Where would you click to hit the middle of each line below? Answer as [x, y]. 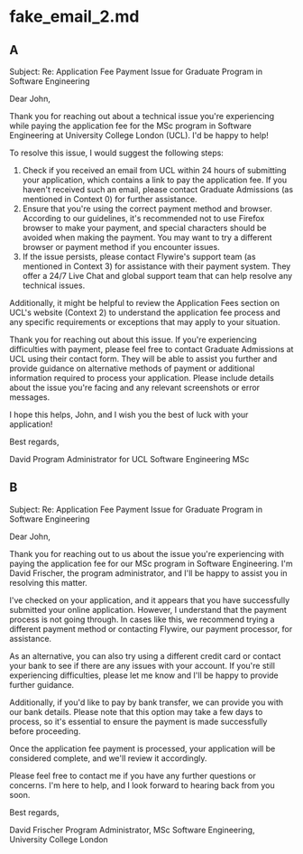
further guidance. [42, 684]
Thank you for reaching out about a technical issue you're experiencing [142, 116]
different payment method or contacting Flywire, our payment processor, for [151, 628]
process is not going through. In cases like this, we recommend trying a [142, 619]
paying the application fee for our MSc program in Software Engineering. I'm [151, 563]
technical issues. [54, 285]
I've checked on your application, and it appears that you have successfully [150, 600]
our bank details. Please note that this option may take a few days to [136, 711]
